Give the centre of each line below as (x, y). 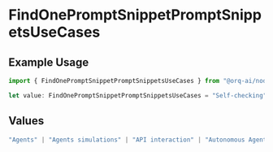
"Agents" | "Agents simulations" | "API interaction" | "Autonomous (127, 140)
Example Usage (49, 62)
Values (26, 121)
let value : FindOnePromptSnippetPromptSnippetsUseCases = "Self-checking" (138, 95)
